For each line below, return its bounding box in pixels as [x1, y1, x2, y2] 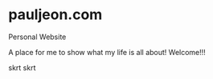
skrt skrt [8, 62, 36, 73]
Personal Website [8, 32, 67, 41]
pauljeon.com [8, 6, 103, 24]
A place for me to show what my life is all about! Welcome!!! [8, 47, 207, 57]
